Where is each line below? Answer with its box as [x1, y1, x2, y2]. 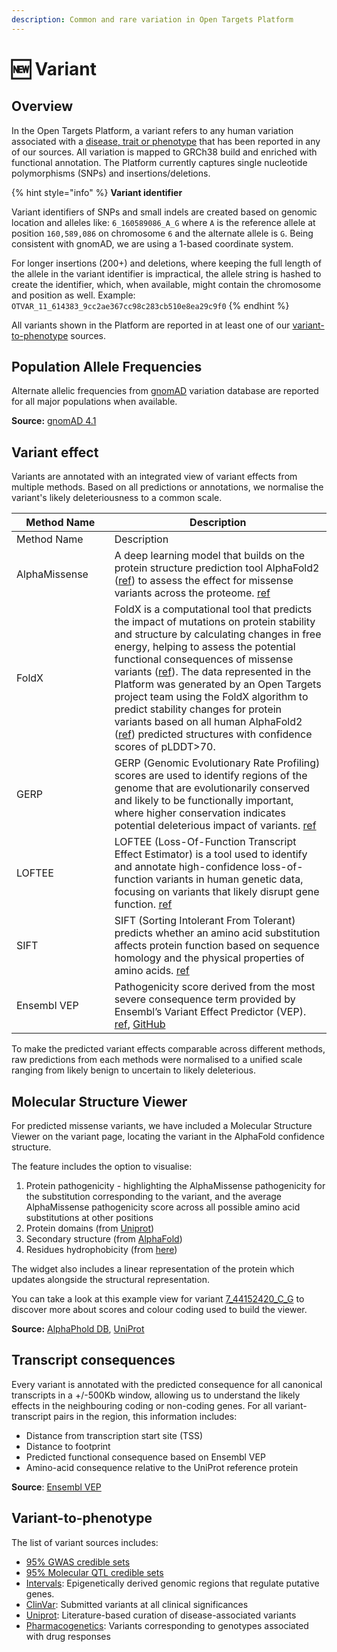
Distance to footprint [25, 1440, 111, 1452]
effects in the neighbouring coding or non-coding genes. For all [11, 1399, 273, 1411]
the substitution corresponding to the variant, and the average [25, 1191, 283, 1203]
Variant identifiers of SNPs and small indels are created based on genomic [11, 206, 318, 218]
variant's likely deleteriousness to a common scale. [11, 492, 223, 504]
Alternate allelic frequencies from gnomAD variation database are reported [11, 385, 319, 397]
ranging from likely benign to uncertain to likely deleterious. [11, 1064, 256, 1076]
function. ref [114, 897, 173, 911]
